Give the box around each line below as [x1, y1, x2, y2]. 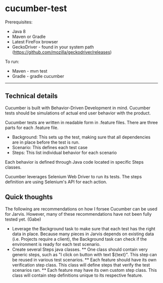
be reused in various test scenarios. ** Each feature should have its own [12, 257, 157, 263]
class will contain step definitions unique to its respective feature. [12, 272, 143, 278]
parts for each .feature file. [5, 125, 59, 131]
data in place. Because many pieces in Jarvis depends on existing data [12, 231, 154, 237]
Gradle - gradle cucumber [12, 73, 65, 79]
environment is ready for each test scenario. [12, 241, 101, 247]
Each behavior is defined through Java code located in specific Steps [5, 159, 144, 165]
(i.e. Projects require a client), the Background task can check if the [12, 236, 147, 242]
